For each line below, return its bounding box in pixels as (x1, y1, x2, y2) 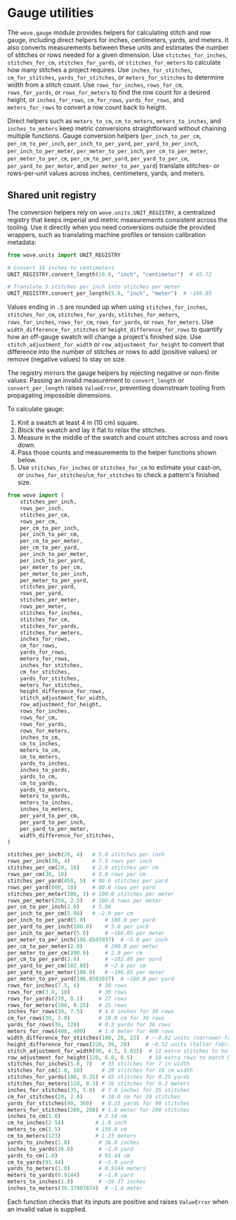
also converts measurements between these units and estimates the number (7, 43, 229, 51)
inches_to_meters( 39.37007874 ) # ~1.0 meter (7, 1185, 143, 1192)
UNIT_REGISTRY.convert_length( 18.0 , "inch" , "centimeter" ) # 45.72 (7, 271, 212, 278)
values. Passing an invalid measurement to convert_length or (7, 376, 185, 385)
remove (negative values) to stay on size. (7, 355, 126, 364)
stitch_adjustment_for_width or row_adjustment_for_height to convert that (7, 340, 225, 349)
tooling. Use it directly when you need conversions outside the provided (7, 223, 216, 231)
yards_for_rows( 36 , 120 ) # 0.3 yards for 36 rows (7, 1022, 171, 1029)
